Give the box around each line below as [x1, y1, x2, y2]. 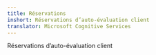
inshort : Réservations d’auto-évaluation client [7, 16, 150, 23]
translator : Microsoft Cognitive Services [7, 23, 131, 30]
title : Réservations [7, 10, 67, 17]
